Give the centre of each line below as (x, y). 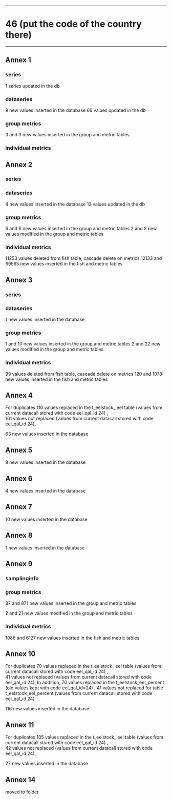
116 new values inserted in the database (47, 709)
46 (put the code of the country (73, 24)
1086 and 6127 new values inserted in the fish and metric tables (72, 638)
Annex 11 (20, 725)
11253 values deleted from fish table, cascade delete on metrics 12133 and (84, 258)
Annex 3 (19, 280)
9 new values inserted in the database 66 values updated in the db (76, 110)
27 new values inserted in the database (47, 764)
